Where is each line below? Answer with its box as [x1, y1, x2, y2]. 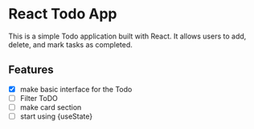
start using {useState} [19, 111, 93, 121]
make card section [19, 102, 82, 112]
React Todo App [8, 5, 117, 23]
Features [8, 63, 54, 77]
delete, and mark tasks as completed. [8, 39, 133, 49]
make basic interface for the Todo [19, 84, 133, 94]
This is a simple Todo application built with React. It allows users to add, [8, 31, 247, 41]
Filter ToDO [19, 93, 58, 103]
